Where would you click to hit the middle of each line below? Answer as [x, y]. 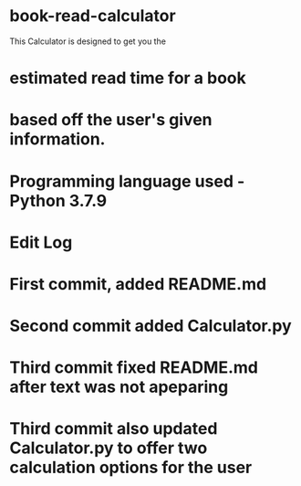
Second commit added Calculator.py [150, 326]
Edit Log [41, 242]
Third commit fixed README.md [134, 368]
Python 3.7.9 [58, 201]
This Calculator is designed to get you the [88, 41]
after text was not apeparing [119, 387]
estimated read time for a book [128, 78]
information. [57, 139]
